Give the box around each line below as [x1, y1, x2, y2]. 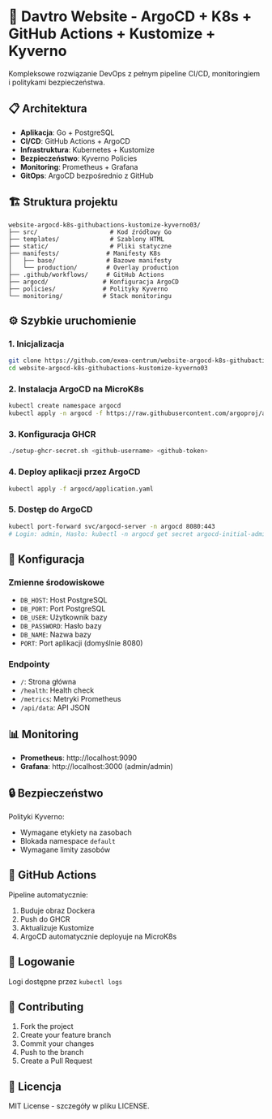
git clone [8, 356, 42, 365]
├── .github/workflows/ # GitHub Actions [8, 270, 164, 279]
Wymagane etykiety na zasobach [19, 827, 132, 837]
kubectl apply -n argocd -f [8, 409, 104, 417]
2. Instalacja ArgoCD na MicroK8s [8, 383, 144, 395]
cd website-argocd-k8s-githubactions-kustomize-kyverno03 [8, 365, 208, 373]
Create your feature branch [19, 1030, 112, 1040]
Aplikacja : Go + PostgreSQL [19, 127, 115, 137]
